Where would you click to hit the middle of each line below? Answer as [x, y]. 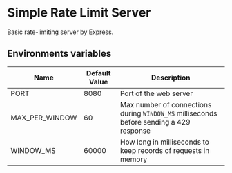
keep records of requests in [165, 150]
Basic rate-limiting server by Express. [60, 32]
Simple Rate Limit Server [79, 13]
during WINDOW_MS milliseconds [168, 113]
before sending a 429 [155, 122]
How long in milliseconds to [164, 142]
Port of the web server [156, 93]
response [135, 131]
